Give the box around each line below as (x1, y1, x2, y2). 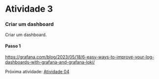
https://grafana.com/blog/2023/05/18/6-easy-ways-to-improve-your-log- (5, 54, 155, 59)
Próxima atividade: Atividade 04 (5, 68, 70, 74)
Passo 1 (5, 43, 21, 49)
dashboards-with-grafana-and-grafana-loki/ (5, 59, 95, 65)
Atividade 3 (5, 3, 53, 15)
